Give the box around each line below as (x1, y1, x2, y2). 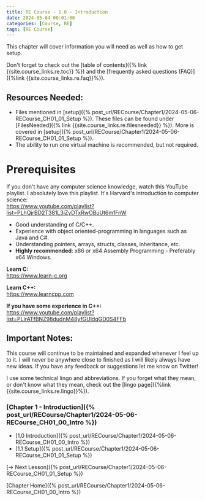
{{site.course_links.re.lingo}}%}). (6, 387, 89, 395)
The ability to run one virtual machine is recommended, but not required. (15, 141, 199, 149)
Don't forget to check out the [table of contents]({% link (6, 61, 147, 69)
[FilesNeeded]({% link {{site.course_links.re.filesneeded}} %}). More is (15, 122, 195, 129)
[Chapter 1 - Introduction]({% (6, 403, 95, 411)
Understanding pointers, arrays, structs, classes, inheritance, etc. (15, 241, 181, 247)
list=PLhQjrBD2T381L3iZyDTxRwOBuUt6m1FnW (6, 209, 127, 216)
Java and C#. (15, 234, 49, 241)
